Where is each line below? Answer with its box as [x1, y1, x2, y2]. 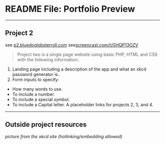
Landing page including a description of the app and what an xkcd [12, 66, 146, 72]
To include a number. [12, 91, 55, 97]
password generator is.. [12, 71, 60, 77]
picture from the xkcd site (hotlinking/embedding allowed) [5, 133, 123, 139]
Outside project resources [5, 120, 87, 129]
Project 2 [5, 29, 33, 37]
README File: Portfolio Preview [5, 3, 136, 15]
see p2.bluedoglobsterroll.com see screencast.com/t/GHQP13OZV [5, 42, 138, 48]
